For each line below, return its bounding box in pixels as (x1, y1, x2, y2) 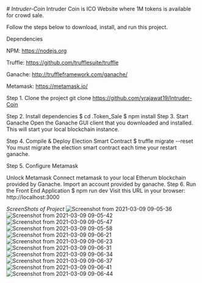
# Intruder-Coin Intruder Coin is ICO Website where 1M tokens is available (6, 5, 191, 12)
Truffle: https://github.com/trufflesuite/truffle (6, 59, 119, 66)
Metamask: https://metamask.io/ (6, 82, 88, 90)
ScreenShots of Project (6, 206, 65, 212)
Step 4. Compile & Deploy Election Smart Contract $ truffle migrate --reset (6, 137, 193, 145)
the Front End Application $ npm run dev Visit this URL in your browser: (6, 187, 186, 194)
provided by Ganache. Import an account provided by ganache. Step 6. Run (6, 181, 197, 188)
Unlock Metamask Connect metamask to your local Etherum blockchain (6, 174, 186, 181)
